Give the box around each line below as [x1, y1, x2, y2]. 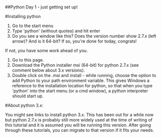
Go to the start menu [12, 23, 54, 29]
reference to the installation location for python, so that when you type [12, 83, 153, 89]
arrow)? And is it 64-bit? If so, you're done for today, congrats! [12, 38, 137, 44]
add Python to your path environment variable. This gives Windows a [12, 77, 150, 83]
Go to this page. [12, 57, 44, 62]
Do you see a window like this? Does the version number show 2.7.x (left [12, 33, 156, 39]
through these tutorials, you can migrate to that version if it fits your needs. [5, 127, 154, 133]
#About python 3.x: [5, 103, 44, 108]
